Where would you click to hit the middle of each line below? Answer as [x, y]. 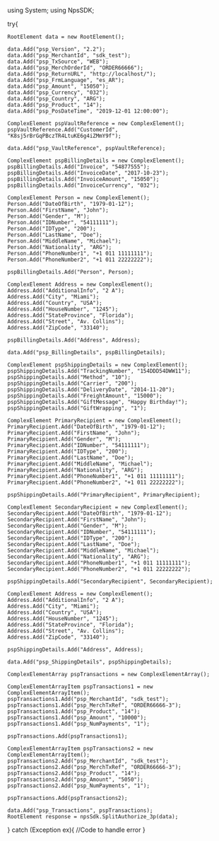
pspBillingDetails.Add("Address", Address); [74, 340]
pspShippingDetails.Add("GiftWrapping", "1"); [77, 408]
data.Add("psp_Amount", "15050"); [58, 86]
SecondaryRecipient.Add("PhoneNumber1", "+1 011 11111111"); [99, 563]
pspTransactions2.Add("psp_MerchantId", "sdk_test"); [88, 761]
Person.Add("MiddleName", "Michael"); [64, 241]
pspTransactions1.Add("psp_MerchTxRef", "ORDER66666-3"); [94, 705]
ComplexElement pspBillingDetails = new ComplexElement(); [96, 161]
